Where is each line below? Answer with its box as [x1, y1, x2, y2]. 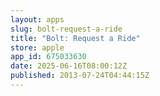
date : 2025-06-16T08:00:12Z [10, 61, 128, 71]
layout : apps [10, 14, 65, 25]
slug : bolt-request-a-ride [10, 24, 123, 34]
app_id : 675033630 [10, 52, 87, 62]
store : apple [10, 42, 65, 53]
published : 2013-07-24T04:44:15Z [10, 71, 150, 81]
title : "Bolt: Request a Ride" [10, 33, 141, 43]
